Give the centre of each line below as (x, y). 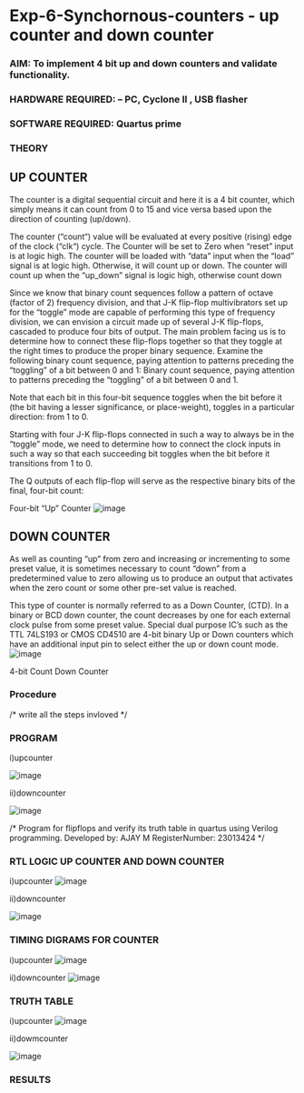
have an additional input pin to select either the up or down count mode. (144, 644)
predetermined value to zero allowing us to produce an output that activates (151, 577)
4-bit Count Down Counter (59, 671)
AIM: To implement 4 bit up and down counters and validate (143, 64)
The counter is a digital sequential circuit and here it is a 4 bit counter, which (152, 199)
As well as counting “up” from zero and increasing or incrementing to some (150, 558)
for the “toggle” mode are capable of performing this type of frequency (142, 312)
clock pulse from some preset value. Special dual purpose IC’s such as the (149, 625)
